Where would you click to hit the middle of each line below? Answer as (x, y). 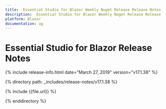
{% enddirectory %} (26, 101)
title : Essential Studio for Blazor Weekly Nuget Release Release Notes (83, 10)
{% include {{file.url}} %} (31, 92)
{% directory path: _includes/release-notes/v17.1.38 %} (61, 82)
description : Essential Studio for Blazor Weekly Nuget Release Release (83, 14)
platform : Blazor (23, 19)
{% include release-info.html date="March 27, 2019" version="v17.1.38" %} (82, 72)
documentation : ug (24, 24)
